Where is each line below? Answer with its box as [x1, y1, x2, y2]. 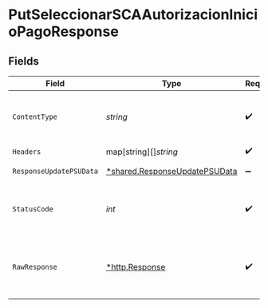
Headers [12, 147, 41, 156]
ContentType [12, 113, 58, 121]
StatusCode [12, 205, 53, 213]
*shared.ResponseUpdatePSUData [105, 166, 238, 176]
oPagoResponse [8, 22, 120, 41]
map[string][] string [105, 146, 178, 157]
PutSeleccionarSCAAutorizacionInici [8, 6, 258, 24]
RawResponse [12, 263, 58, 271]
